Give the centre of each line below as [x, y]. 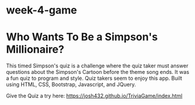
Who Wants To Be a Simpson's [82, 37]
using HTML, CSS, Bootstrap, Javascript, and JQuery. [71, 84]
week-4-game [42, 10]
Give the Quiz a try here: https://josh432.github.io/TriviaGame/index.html [94, 96]
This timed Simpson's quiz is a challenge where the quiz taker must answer [97, 66]
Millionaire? [35, 50]
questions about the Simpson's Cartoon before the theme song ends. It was [98, 72]
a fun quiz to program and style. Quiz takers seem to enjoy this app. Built [94, 78]
